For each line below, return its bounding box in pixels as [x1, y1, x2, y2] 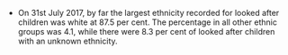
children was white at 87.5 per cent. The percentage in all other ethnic [17, 17, 277, 27]
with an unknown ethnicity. [17, 35, 119, 46]
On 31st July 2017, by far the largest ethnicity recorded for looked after [17, 8, 280, 18]
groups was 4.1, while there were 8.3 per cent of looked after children [17, 27, 275, 36]
